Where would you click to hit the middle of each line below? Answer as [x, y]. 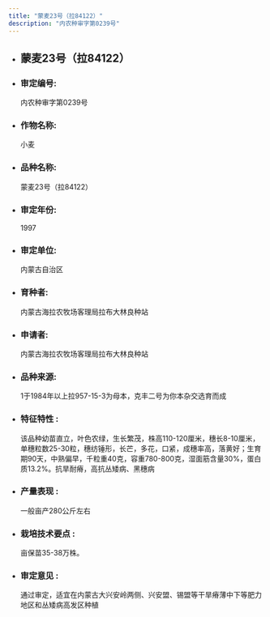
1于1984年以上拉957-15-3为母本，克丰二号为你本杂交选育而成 [123, 396]
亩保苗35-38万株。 [52, 553]
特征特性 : [39, 419]
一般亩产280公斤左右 [55, 510]
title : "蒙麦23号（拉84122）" [56, 16]
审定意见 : [39, 576]
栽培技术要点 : [47, 534]
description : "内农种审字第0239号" [64, 23]
